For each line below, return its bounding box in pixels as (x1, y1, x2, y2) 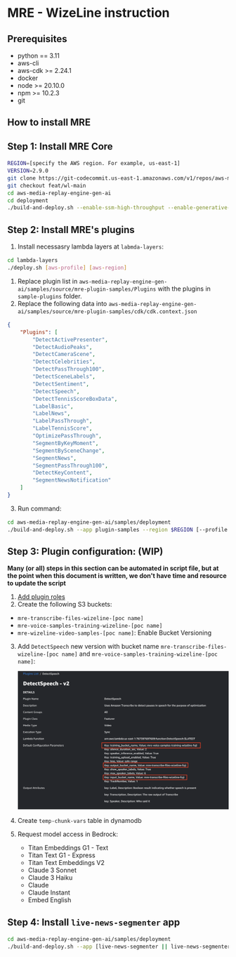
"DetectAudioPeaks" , (32, 343, 93, 350)
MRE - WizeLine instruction (7, 5, 170, 21)
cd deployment (7, 197, 49, 204)
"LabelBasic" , (32, 402, 74, 410)
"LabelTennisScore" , (32, 425, 93, 433)
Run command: (17, 504, 62, 513)
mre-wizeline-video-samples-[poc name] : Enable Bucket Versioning (17, 628, 212, 637)
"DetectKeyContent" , (32, 469, 93, 477)
